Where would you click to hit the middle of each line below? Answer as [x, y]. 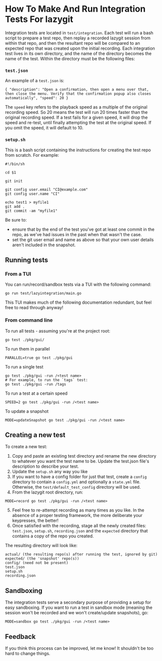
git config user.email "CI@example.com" [47, 189]
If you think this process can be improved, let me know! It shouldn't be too [79, 648]
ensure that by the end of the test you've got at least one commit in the [83, 229]
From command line [29, 320]
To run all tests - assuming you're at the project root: [58, 331]
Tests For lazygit [39, 19]
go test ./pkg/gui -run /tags [36, 384]
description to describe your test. [45, 466]
